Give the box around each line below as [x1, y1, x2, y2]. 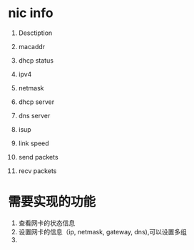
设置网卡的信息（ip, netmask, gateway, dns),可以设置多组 [18, 227, 188, 236]
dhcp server [18, 98, 55, 106]
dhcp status [18, 56, 54, 65]
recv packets [18, 166, 57, 175]
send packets [18, 152, 59, 161]
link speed [18, 139, 49, 147]
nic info [8, 5, 53, 21]
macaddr [18, 42, 46, 51]
